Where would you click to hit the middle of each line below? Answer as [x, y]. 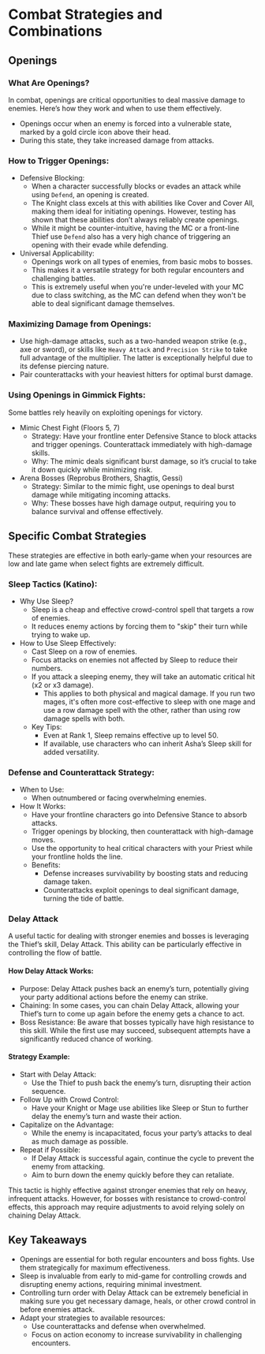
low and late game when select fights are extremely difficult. [106, 563]
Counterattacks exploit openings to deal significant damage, [141, 890]
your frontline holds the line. [77, 856]
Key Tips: [47, 726]
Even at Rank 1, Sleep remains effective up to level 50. [131, 735]
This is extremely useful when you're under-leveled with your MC [138, 287]
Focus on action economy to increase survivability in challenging [136, 1334]
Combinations [55, 31]
